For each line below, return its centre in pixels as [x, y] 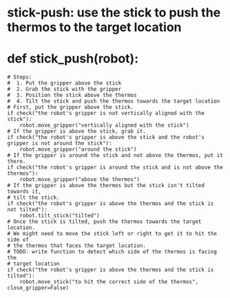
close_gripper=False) [38, 288]
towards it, [24, 192]
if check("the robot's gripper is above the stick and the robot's [106, 138]
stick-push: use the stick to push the [114, 13]
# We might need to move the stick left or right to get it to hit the [112, 234]
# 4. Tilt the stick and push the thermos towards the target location [114, 101]
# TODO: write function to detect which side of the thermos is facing [112, 252]
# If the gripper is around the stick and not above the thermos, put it [115, 156]
